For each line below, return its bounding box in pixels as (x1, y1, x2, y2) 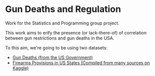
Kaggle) (12, 65, 29, 71)
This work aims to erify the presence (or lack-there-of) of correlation (5, 29, 147, 35)
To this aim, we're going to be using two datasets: (5, 44, 107, 50)
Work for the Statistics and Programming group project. (5, 20, 119, 26)
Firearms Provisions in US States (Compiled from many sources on (12, 59, 150, 65)
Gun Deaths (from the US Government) (12, 54, 93, 60)
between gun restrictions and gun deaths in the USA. (5, 35, 114, 41)
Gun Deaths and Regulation (5, 3, 121, 15)
